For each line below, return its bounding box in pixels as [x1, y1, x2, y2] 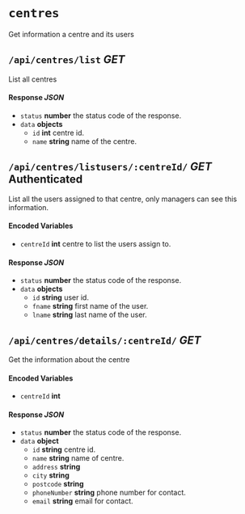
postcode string [32, 479, 84, 489]
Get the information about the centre [8, 354, 130, 364]
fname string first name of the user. [32, 301, 149, 311]
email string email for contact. [32, 496, 133, 506]
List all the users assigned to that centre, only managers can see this [8, 194, 237, 204]
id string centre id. [32, 444, 96, 454]
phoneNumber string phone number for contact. [32, 487, 186, 498]
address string [32, 462, 81, 472]
